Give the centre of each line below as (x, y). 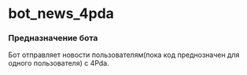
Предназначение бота (53, 38)
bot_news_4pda (61, 14)
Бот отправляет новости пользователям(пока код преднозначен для (124, 55)
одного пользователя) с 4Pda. (59, 63)
